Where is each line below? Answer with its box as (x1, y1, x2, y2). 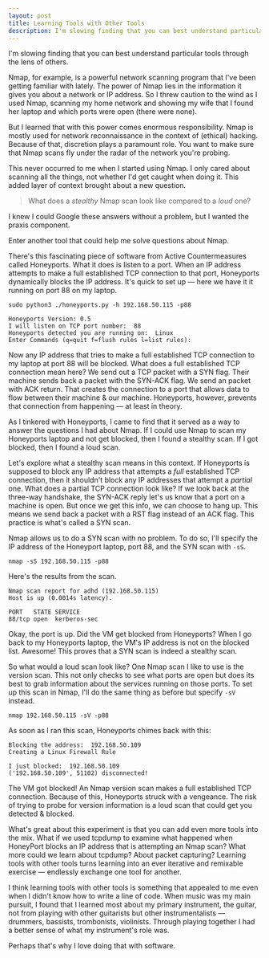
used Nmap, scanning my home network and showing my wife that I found (8, 98, 254, 108)
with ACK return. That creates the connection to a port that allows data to (8, 385, 250, 394)
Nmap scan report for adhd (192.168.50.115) (8, 587, 159, 595)
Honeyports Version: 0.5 (8, 315, 91, 324)
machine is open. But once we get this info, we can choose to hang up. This (8, 501, 259, 511)
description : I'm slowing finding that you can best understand (8, 26, 227, 35)
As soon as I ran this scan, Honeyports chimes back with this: (8, 726, 211, 736)
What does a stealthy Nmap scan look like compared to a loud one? (27, 196, 251, 206)
